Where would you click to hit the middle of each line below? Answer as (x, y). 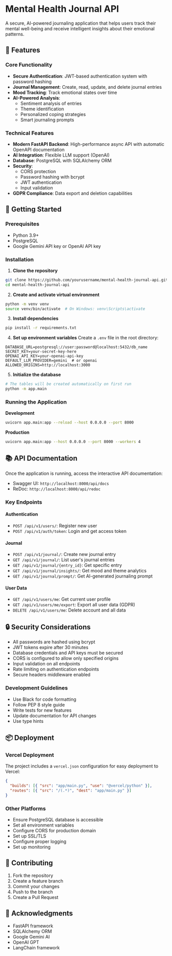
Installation (20, 259)
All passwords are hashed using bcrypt (54, 642)
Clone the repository (35, 271)
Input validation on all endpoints (46, 664)
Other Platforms (26, 808)
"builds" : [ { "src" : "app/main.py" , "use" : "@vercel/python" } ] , (81, 786)
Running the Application (36, 402)
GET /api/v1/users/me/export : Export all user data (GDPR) (74, 605)
